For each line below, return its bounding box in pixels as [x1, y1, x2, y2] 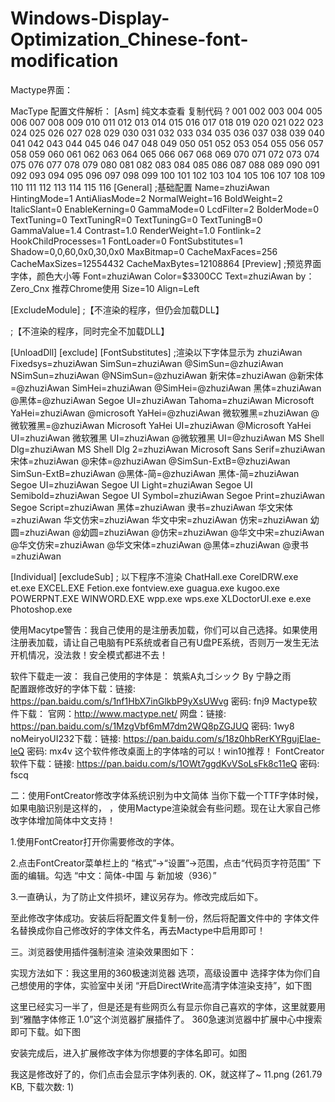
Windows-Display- [10, 7, 170, 30]
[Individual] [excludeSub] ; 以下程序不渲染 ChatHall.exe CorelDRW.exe [10, 570, 299, 582]
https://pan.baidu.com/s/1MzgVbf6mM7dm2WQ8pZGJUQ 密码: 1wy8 [10, 720, 295, 732]
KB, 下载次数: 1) [10, 1080, 75, 1092]
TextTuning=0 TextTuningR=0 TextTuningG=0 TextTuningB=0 [10, 213, 263, 226]
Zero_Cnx [10, 282, 50, 294]
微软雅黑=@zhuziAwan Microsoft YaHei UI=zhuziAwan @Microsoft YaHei [10, 419, 312, 431]
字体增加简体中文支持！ [18, 814, 116, 826]
